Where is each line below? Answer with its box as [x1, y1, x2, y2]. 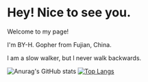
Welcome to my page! [7, 27, 69, 36]
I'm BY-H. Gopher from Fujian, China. [7, 40, 112, 49]
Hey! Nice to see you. [7, 5, 132, 20]
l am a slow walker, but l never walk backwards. [7, 53, 142, 62]
